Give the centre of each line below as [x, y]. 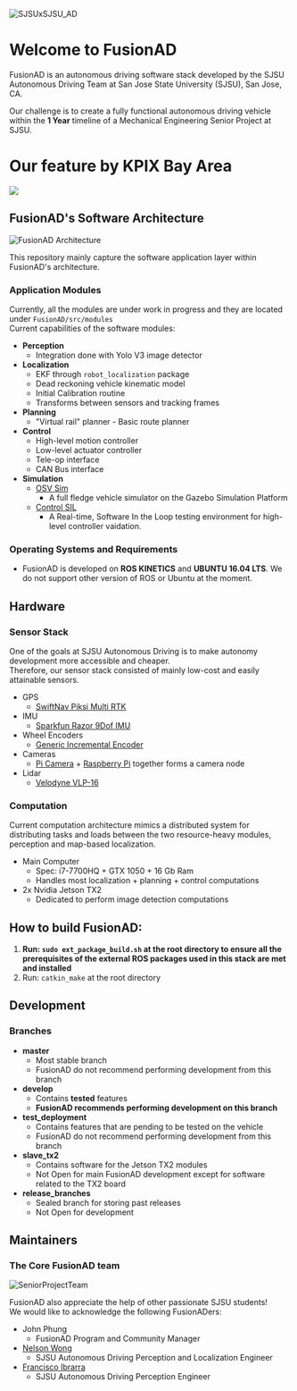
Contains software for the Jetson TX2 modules [121, 1164]
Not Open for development [84, 1212]
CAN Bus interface [70, 468]
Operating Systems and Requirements [94, 549]
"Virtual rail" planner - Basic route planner [112, 421]
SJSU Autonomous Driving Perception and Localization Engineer [154, 1358]
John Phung [45, 1329]
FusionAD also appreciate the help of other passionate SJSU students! [138, 1302]
